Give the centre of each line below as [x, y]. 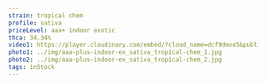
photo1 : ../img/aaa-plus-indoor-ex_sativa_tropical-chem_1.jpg [115, 52]
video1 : [21, 45]
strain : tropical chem [46, 15]
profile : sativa [35, 23]
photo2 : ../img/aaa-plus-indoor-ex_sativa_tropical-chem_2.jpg [115, 60]
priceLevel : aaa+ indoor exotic [62, 30]
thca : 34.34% [30, 38]
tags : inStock [32, 67]
